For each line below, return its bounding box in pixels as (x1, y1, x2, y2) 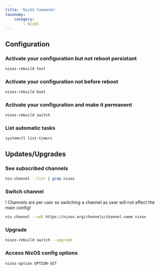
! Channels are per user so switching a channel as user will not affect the (5, 199, 155, 205)
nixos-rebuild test (5, 66, 46, 71)
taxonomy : (5, 12, 26, 17)
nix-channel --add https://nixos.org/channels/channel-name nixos (5, 214, 146, 219)
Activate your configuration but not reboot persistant (5, 55, 137, 62)
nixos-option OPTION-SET (5, 261, 57, 266)
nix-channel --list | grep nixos (5, 176, 75, 181)
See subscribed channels (5, 165, 68, 172)
